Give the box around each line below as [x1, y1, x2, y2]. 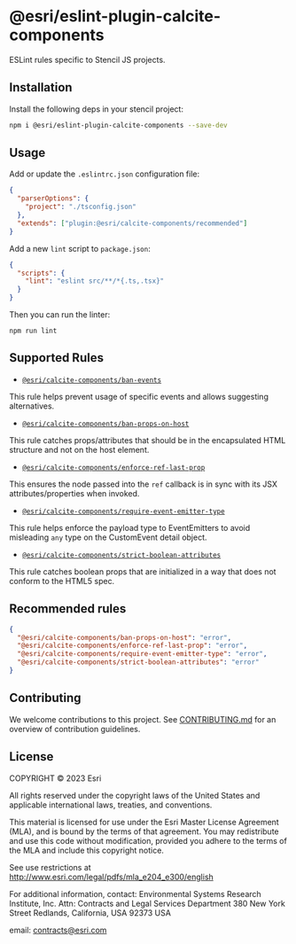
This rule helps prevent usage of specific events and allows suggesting [9, 391, 269, 402]
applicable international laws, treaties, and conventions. [9, 800, 213, 810]
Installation [9, 80, 73, 95]
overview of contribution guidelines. [9, 723, 141, 734]
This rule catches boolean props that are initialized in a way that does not [9, 566, 277, 577]
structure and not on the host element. [9, 444, 150, 455]
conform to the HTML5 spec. [9, 575, 115, 586]
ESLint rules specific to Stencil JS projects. [9, 54, 166, 65]
